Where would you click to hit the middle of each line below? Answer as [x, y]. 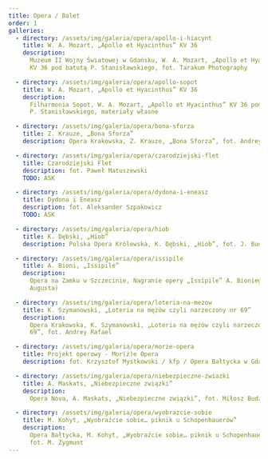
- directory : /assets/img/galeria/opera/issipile [99, 258]
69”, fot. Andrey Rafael [71, 333]
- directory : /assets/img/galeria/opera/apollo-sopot [106, 82]
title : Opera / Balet [44, 16]
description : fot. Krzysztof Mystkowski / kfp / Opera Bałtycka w [135, 361]
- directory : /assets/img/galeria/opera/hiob [93, 229]
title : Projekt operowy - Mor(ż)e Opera [91, 354]
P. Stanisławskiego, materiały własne [94, 112]
